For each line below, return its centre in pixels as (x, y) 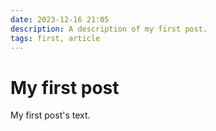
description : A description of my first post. (109, 29)
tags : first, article (55, 38)
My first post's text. (50, 115)
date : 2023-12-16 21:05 (60, 19)
